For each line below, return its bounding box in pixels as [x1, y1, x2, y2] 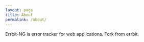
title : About [5, 12, 33, 17]
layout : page [5, 7, 33, 13]
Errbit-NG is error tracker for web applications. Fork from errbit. [5, 31, 139, 37]
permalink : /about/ [5, 17, 47, 22]
